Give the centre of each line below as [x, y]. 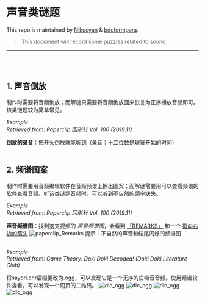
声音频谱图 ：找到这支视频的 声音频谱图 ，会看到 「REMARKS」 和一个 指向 [100, 226]
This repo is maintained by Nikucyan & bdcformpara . [72, 30]
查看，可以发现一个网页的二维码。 [54, 285]
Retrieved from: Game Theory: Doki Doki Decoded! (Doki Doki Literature [97, 258]
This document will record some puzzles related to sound [93, 41]
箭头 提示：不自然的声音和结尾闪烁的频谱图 [99, 233]
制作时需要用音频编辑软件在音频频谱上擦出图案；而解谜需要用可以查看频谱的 [103, 185]
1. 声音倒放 [27, 86]
